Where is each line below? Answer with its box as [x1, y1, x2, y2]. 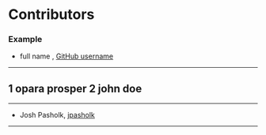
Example [8, 34, 43, 45]
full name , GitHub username [19, 51, 113, 61]
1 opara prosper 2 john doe [8, 81, 142, 96]
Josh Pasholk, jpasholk [19, 111, 95, 120]
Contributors [8, 6, 95, 24]
